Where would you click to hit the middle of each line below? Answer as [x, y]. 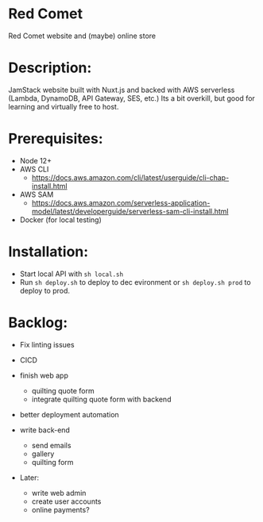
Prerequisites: [56, 139]
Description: [50, 68]
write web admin [59, 493]
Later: [29, 478]
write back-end [44, 430]
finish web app [44, 375]
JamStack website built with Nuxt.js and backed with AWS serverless [122, 90]
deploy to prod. [44, 290]
